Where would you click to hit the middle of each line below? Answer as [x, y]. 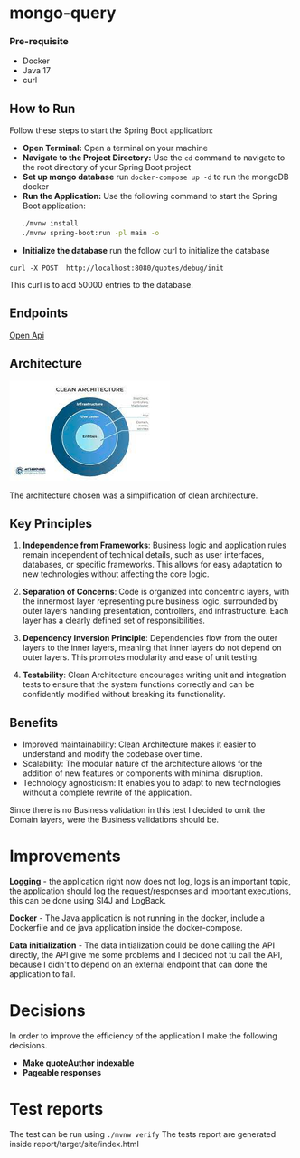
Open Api [27, 335]
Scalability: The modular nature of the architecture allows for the [142, 764]
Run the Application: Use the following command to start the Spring [150, 196]
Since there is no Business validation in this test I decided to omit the [137, 810]
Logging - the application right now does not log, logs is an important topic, [150, 882]
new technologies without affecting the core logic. [116, 574]
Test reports [56, 1110]
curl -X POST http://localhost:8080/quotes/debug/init [117, 268]
